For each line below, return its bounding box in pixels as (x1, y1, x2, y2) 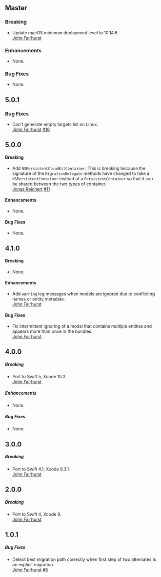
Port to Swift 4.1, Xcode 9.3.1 (12, 466, 69, 472)
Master (5, 4, 28, 12)
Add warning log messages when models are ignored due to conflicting (12, 291, 155, 297)
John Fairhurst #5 (12, 567, 48, 573)
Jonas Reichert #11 (12, 186, 50, 192)
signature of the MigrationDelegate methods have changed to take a (12, 171, 150, 176)
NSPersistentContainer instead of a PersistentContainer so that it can (12, 175, 153, 181)
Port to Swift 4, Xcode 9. (12, 511, 62, 517)
